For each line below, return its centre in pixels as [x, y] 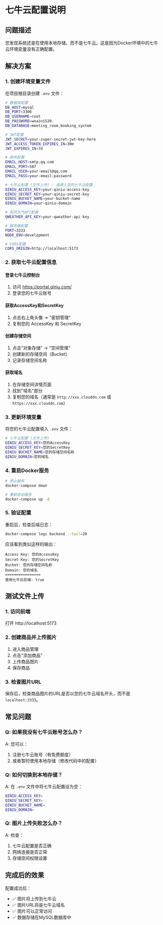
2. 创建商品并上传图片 [31, 637]
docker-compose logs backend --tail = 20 [46, 534]
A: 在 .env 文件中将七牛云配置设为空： [44, 786]
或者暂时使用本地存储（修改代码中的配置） [56, 761]
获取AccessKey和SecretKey [35, 306]
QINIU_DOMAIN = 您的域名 [27, 457]
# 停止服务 [15, 481]
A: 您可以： [17, 744]
